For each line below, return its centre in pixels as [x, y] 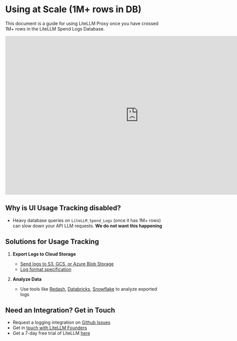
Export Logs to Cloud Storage [44, 254]
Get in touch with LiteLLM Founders [50, 328]
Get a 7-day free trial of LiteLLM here [51, 333]
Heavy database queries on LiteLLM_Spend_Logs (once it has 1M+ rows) [87, 220]
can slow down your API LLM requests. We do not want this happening [87, 226]
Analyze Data [27, 279]
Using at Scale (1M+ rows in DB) [73, 9]
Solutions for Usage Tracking [52, 242]
